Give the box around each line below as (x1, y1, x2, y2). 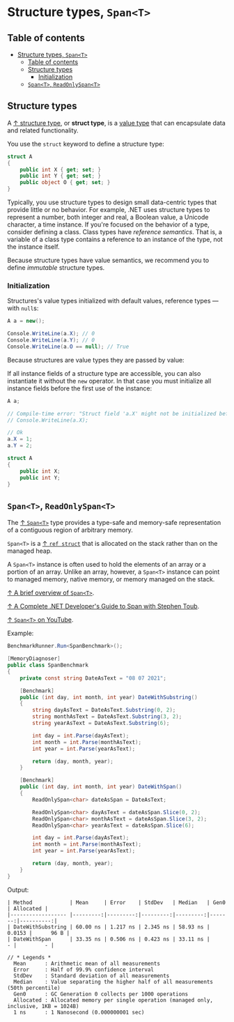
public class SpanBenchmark (7, 662, 89, 669)
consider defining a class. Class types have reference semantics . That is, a (7, 228, 223, 236)
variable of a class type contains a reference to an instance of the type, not (7, 235, 223, 244)
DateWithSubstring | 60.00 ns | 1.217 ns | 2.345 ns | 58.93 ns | (13, 923, 210, 931)
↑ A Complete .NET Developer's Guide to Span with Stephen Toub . (7, 602, 200, 611)
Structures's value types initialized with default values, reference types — (7, 297, 219, 305)
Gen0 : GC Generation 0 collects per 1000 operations (13, 991, 189, 998)
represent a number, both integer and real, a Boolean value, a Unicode (7, 213, 209, 222)
